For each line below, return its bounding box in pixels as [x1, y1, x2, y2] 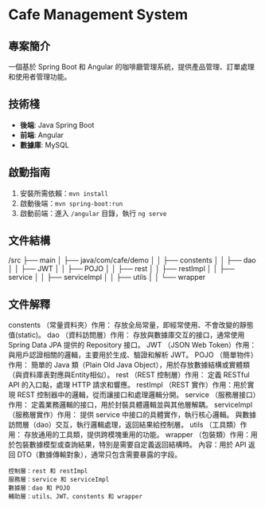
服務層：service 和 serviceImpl [8, 476, 110, 484]
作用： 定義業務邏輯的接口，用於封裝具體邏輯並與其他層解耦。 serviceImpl [8, 400, 253, 410]
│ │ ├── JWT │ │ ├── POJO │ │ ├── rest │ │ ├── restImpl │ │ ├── [8, 264, 235, 274]
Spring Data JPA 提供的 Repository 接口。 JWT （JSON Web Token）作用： [8, 341, 257, 350]
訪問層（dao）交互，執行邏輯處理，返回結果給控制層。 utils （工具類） [8, 420, 240, 430]
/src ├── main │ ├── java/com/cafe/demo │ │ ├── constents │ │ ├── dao [8, 255, 256, 265]
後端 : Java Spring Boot [19, 120, 95, 129]
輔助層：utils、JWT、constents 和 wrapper [8, 493, 143, 501]
